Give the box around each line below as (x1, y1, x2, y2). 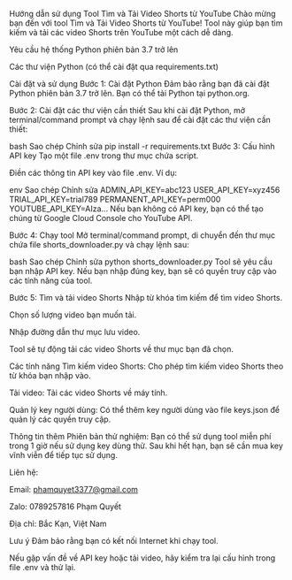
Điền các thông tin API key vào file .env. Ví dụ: (9, 168, 177, 178)
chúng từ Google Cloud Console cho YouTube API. (9, 213, 193, 223)
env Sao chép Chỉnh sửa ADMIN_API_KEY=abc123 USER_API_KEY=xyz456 (9, 185, 280, 195)
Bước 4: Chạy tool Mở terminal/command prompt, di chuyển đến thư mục (9, 230, 276, 240)
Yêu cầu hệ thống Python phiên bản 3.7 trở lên (9, 44, 179, 55)
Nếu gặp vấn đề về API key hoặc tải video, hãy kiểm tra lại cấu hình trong (9, 553, 276, 563)
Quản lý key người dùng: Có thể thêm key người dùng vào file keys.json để (9, 405, 280, 415)
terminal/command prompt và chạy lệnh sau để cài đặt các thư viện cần (9, 115, 272, 125)
